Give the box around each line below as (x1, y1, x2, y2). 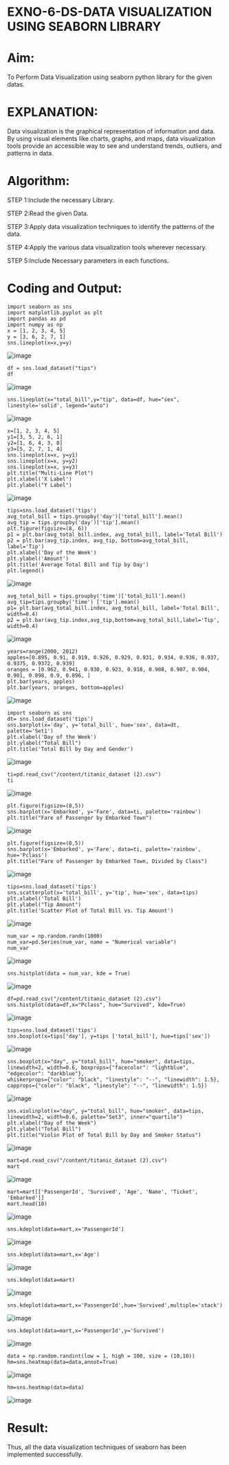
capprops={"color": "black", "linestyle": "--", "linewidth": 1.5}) (7, 1082, 208, 1089)
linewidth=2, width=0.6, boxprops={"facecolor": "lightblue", (7, 1064, 189, 1071)
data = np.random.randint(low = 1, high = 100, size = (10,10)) (7, 1352, 195, 1359)
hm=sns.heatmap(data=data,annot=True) (7, 1358, 118, 1365)
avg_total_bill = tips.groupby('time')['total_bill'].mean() (7, 592, 186, 599)
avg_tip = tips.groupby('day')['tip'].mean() (7, 519, 140, 526)
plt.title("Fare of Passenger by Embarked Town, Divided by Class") (7, 858, 208, 865)
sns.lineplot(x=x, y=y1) (7, 451, 78, 458)
